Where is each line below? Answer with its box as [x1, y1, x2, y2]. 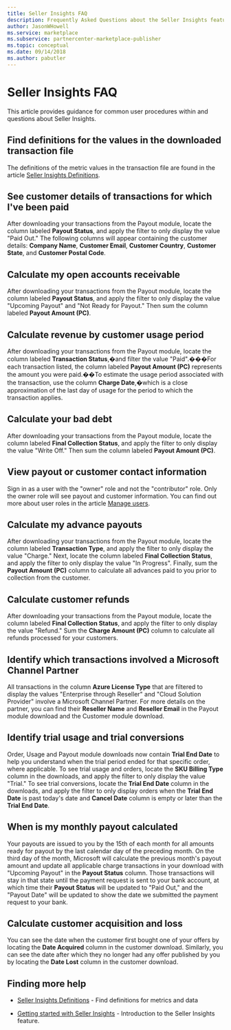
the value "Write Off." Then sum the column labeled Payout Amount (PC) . [7, 446, 216, 454]
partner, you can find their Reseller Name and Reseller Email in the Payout [7, 705, 219, 712]
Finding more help [7, 978, 87, 989]
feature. [16, 1017, 40, 1025]
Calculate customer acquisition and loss [7, 918, 184, 930]
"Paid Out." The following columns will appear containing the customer [7, 234, 208, 243]
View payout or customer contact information [7, 466, 207, 478]
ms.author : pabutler [7, 55, 67, 62]
